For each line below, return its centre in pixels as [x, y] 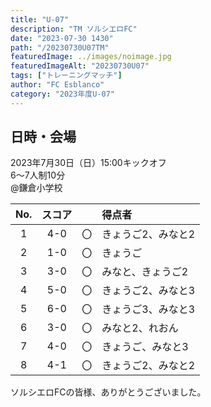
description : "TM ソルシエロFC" [74, 29]
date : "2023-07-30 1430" [62, 38]
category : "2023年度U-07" [62, 94]
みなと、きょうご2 [145, 272]
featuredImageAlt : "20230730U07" [80, 66]
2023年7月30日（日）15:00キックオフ [88, 163]
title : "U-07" [40, 19]
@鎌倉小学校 [36, 188]
